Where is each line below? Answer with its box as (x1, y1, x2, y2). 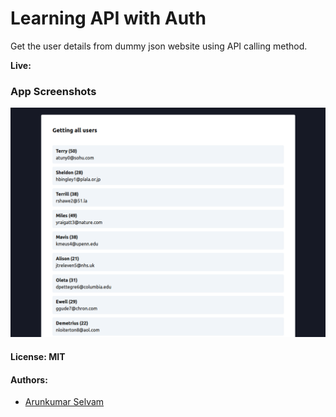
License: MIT (10, 351, 66, 362)
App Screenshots (10, 84, 97, 98)
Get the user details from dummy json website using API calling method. (10, 40, 308, 52)
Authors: (10, 373, 48, 386)
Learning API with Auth (10, 7, 207, 30)
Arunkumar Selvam (24, 396, 105, 408)
